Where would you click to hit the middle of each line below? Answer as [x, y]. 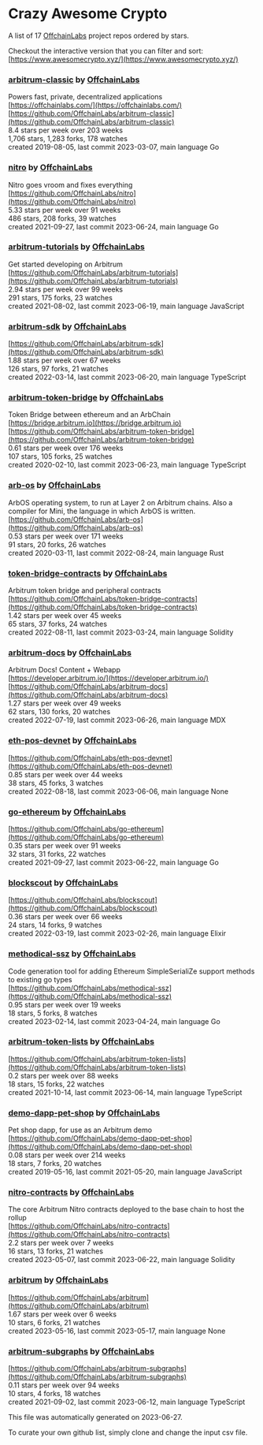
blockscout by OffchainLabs [63, 882]
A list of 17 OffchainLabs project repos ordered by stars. [99, 35]
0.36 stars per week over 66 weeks [65, 917]
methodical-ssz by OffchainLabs [72, 954]
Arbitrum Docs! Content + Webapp [64, 670]
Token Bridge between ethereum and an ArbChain [89, 415]
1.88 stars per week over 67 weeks [65, 360]
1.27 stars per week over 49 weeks [65, 703]
